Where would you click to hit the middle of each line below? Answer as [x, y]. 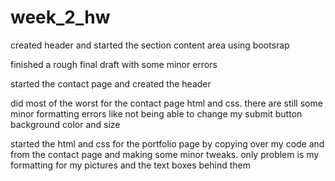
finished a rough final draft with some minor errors [114, 64]
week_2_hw [60, 17]
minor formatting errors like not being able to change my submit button [156, 113]
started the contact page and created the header [111, 83]
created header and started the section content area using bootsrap [150, 45]
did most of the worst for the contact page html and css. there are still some [166, 103]
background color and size [65, 124]
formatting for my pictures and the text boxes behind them [130, 165]
